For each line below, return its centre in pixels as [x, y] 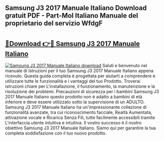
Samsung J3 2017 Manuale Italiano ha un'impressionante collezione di [76, 107]
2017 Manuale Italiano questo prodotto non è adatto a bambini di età [74, 97]
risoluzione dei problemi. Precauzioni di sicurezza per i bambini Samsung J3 [82, 92]
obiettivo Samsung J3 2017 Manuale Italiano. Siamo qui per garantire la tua [81, 128]
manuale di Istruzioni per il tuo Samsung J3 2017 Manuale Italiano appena [79, 71]
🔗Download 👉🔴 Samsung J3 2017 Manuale [73, 44]
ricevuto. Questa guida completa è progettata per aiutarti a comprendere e [80, 76]
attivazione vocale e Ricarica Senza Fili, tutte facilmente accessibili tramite [80, 117]
